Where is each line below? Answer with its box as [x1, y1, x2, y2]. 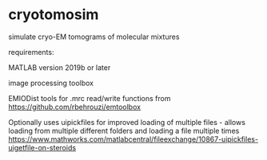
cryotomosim [8, 6, 99, 24]
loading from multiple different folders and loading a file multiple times [8, 126, 240, 135]
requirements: [8, 47, 54, 57]
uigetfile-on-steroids [8, 142, 77, 152]
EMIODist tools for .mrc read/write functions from [8, 93, 171, 103]
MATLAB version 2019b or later [8, 62, 111, 72]
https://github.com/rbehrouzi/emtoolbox [8, 102, 141, 111]
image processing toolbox [8, 78, 94, 88]
